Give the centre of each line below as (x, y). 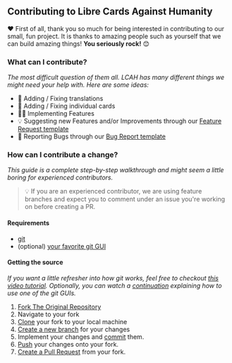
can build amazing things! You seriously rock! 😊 (79, 43)
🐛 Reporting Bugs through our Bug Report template (91, 136)
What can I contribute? (47, 61)
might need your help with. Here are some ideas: (78, 85)
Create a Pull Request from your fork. (72, 352)
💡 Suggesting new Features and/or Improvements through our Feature (120, 121)
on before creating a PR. (60, 207)
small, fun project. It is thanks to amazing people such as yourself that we (114, 36)
